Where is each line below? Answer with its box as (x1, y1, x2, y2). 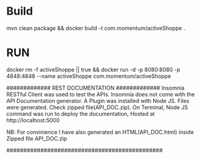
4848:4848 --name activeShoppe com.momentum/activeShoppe (6, 72, 172, 80)
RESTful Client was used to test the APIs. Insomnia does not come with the (6, 90, 195, 98)
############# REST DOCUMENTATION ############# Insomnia (6, 84, 185, 91)
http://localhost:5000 (6, 116, 60, 124)
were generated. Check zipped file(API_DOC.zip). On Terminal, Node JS (6, 104, 188, 111)
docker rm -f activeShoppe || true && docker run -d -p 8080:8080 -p (6, 66, 181, 73)
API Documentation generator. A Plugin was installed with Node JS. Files (6, 97, 190, 104)
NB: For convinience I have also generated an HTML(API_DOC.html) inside (6, 128, 194, 135)
